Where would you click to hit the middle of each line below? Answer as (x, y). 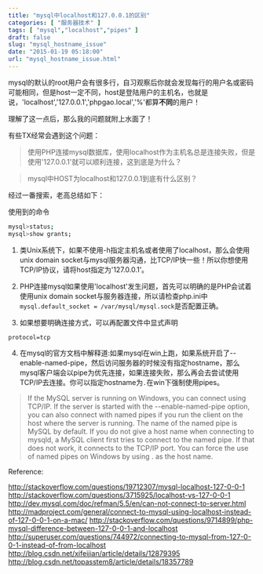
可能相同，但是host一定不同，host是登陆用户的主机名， (98, 92)
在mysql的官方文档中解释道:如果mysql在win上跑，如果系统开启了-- (128, 353)
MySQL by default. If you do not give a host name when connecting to (141, 431)
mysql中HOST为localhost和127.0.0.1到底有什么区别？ (112, 178)
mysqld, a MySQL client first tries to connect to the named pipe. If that (141, 439)
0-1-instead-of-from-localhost (57, 545)
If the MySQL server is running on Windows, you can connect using (137, 398)
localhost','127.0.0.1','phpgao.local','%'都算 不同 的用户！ (112, 102)
